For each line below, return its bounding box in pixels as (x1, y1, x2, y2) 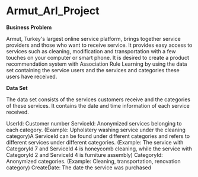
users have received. (6, 73, 58, 80)
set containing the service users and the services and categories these (6, 66, 180, 73)
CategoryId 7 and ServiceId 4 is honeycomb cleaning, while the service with (6, 145, 193, 152)
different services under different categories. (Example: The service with (6, 139, 184, 146)
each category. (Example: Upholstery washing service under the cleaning (6, 126, 186, 133)
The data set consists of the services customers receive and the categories (6, 96, 191, 103)
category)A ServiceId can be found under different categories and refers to (6, 132, 190, 140)
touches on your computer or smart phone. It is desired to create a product (6, 54, 190, 61)
